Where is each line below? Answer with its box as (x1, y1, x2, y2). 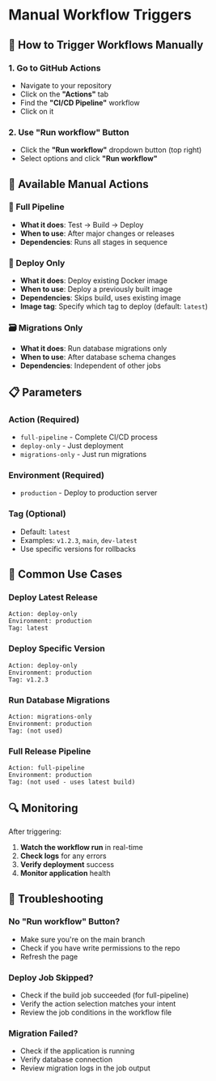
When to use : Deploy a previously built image (19, 284, 172, 294)
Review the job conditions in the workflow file (19, 1007, 172, 1018)
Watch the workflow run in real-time (19, 843, 143, 852)
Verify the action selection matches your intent (19, 999, 176, 1009)
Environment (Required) (8, 470, 105, 481)
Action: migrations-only (8, 713, 92, 721)
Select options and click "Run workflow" (19, 154, 158, 164)
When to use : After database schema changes (19, 352, 176, 362)
